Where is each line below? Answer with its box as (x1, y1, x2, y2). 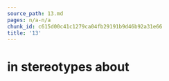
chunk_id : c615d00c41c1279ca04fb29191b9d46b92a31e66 (7, 23, 163, 30)
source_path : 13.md (7, 10, 64, 17)
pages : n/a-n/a (7, 17, 51, 24)
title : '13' (7, 29, 42, 37)
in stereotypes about (7, 60, 130, 75)
